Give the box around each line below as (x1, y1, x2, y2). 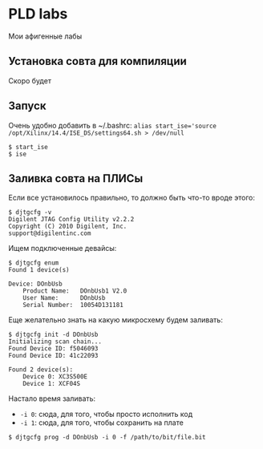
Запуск (8, 99, 47, 113)
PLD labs (8, 5, 68, 23)
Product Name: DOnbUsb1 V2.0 (22, 287, 127, 295)
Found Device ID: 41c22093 (8, 352, 99, 360)
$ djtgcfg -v (8, 208, 52, 216)
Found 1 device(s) (8, 266, 70, 274)
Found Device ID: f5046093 (8, 345, 99, 353)
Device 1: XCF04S (22, 380, 81, 388)
